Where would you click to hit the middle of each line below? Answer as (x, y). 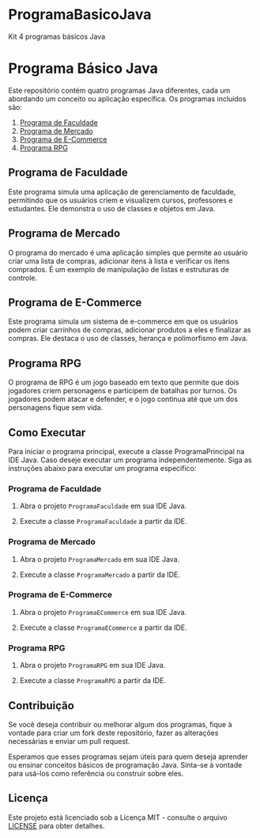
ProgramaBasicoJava (80, 15)
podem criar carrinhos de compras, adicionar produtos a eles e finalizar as (130, 330)
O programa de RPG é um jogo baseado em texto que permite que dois (124, 382)
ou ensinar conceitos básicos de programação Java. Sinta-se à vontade (125, 764)
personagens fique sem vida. (56, 408)
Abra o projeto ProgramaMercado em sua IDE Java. (100, 559)
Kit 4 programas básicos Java (57, 36)
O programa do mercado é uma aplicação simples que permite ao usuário (128, 252)
